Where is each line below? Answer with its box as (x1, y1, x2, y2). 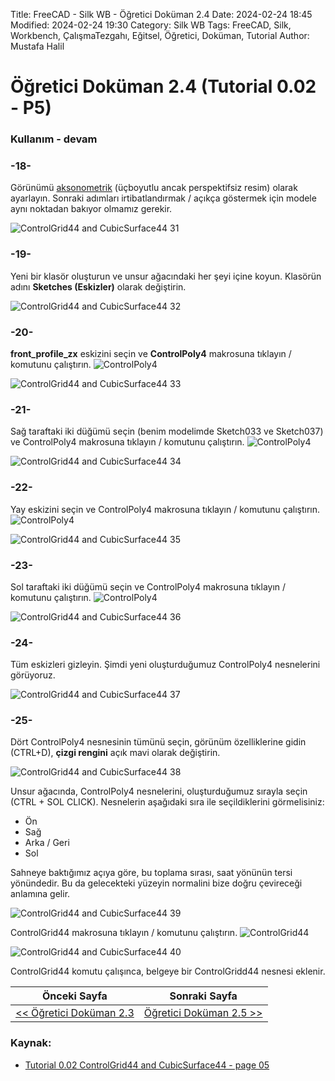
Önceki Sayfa (41, 989, 108, 1003)
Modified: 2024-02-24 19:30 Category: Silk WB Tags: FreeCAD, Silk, (10, 19, 292, 31)
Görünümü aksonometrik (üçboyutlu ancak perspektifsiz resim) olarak (10, 182, 298, 194)
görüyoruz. (10, 669, 56, 681)
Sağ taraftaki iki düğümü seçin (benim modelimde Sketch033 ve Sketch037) (10, 425, 324, 438)
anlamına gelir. (10, 888, 71, 900)
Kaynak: (10, 1036, 52, 1050)
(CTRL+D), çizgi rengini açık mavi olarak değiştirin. (10, 747, 221, 759)
